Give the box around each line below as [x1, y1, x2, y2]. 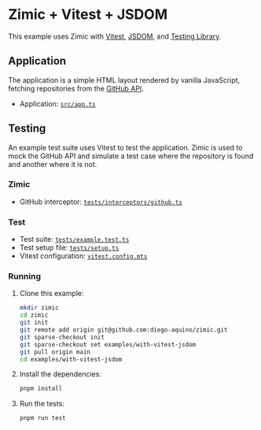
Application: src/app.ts [19, 98, 96, 108]
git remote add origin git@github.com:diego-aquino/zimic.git [19, 326, 228, 334]
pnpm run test [19, 414, 66, 422]
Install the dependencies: [19, 369, 102, 379]
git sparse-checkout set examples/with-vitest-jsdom [19, 340, 197, 348]
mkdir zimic [19, 304, 59, 312]
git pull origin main [19, 348, 90, 356]
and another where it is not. [8, 159, 97, 169]
